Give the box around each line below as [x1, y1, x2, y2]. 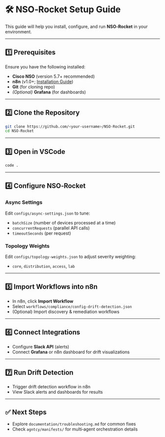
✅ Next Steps [5, 408, 47, 416]
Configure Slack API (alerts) [12, 343, 70, 349]
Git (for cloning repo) [12, 84, 55, 90]
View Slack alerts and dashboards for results [12, 389, 103, 395]
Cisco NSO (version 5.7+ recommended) [12, 73, 95, 79]
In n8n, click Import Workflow [12, 298, 74, 304]
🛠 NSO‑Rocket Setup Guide [5, 4, 121, 15]
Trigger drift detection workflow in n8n [12, 384, 91, 390]
